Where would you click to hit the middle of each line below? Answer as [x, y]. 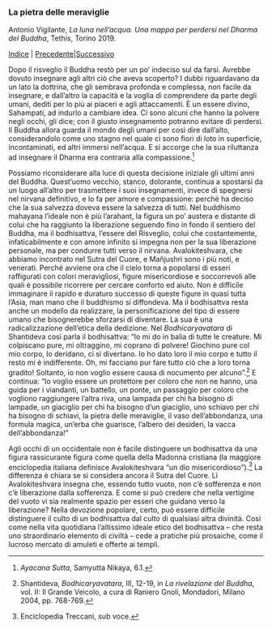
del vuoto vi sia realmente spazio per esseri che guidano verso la [117, 502]
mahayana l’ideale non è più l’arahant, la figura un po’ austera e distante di [132, 216]
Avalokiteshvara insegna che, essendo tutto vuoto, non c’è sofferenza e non [135, 484]
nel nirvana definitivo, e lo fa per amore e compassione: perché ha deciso [131, 199]
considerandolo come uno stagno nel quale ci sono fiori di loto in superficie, [135, 139]
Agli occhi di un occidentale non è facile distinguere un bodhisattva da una [133, 448]
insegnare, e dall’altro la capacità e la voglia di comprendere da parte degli [133, 96]
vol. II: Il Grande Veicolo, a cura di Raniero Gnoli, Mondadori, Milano [132, 592]
